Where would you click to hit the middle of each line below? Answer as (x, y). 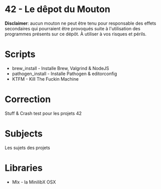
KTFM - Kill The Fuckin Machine (45, 79)
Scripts (20, 54)
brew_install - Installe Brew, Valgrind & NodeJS (60, 68)
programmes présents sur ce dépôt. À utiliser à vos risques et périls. (76, 34)
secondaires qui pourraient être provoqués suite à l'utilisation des (72, 28)
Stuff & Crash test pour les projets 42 (43, 113)
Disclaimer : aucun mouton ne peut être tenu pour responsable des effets (80, 23)
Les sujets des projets (27, 148)
